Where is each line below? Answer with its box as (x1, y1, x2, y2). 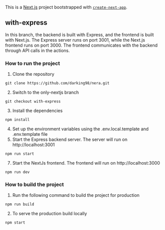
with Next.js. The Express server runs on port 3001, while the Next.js (5, 37, 145, 43)
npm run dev (5, 170, 30, 175)
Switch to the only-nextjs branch (12, 89, 79, 96)
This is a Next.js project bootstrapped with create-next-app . (5, 4, 128, 10)
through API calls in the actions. (5, 47, 70, 54)
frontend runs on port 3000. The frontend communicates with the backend (5, 42, 158, 48)
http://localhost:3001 (12, 142, 55, 148)
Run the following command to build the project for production (12, 192, 140, 198)
